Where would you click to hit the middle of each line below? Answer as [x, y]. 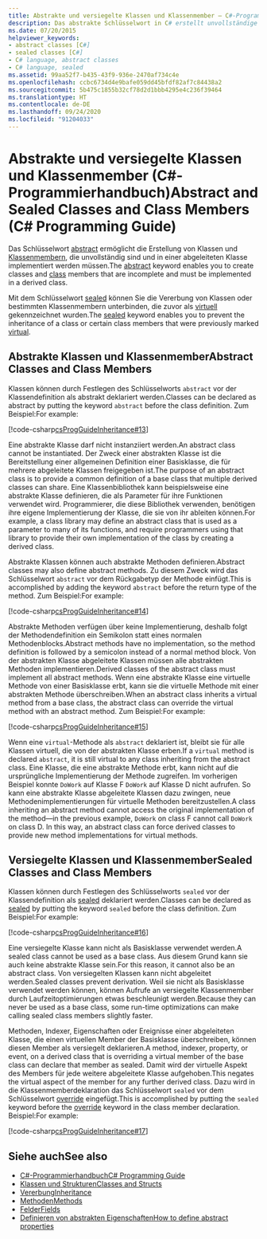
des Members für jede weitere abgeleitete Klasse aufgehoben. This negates [131, 1073]
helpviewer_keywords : [44, 38]
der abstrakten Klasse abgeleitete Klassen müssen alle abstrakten [116, 660]
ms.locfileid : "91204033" [51, 120]
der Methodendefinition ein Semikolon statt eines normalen [105, 635]
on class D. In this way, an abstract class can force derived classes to [122, 826]
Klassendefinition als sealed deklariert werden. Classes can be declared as [130, 900]
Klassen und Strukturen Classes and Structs [91, 1184]
